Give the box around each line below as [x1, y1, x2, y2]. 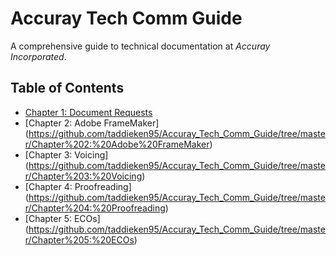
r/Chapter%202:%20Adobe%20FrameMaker [24, 138, 210, 150]
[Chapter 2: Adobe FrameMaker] [24, 117, 160, 129]
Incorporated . [10, 50, 67, 62]
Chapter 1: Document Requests [24, 106, 153, 118]
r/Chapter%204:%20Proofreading [24, 202, 166, 214]
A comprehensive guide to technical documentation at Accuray [10, 40, 271, 52]
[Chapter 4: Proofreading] [24, 180, 132, 192]
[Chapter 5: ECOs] [24, 212, 101, 224]
